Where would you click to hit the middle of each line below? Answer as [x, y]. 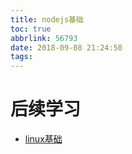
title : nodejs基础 [47, 19]
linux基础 [43, 139]
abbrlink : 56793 [44, 38]
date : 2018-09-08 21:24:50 [66, 47]
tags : [21, 57]
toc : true [31, 29]
